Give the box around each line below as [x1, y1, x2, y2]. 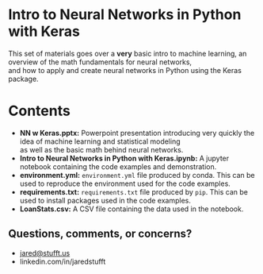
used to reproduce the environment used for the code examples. [19, 179, 231, 188]
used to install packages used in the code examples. [19, 195, 192, 205]
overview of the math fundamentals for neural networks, [8, 57, 192, 67]
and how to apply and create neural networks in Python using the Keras [8, 65, 242, 75]
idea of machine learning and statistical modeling [19, 137, 181, 146]
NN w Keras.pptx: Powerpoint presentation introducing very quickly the [19, 128, 255, 137]
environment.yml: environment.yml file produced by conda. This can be [19, 170, 255, 179]
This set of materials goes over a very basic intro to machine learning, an [8, 48, 247, 58]
